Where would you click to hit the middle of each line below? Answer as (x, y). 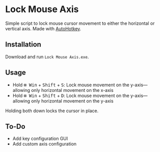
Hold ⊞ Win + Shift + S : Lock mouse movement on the (71, 85)
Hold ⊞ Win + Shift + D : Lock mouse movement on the (71, 95)
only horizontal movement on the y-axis (72, 101)
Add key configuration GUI (40, 139)
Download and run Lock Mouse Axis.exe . (47, 57)
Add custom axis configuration (44, 144)
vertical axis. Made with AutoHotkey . (43, 28)
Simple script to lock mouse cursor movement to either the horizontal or (80, 23)
